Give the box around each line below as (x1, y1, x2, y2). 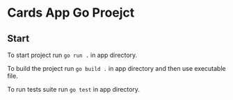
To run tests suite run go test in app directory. (7, 85, 140, 93)
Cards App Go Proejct (7, 5, 135, 21)
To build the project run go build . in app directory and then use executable (7, 65, 226, 72)
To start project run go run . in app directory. (7, 51, 138, 59)
